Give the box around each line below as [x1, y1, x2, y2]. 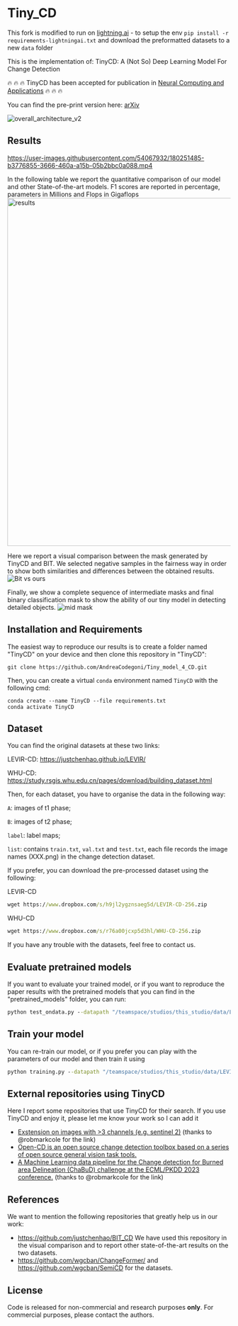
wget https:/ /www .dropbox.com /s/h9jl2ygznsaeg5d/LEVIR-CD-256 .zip [7, 901, 208, 908]
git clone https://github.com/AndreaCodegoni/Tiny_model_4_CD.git [7, 664, 208, 671]
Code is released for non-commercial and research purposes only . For [7, 1303, 214, 1311]
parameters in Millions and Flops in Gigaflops [7, 190, 140, 198]
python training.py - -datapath [7, 1068, 100, 1075]
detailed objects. [7, 603, 57, 611]
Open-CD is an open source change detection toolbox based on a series [17, 1143, 229, 1152]
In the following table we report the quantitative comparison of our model [7, 175, 221, 183]
